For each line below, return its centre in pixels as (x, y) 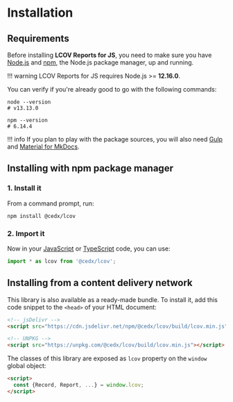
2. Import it (26, 233)
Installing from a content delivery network (100, 283)
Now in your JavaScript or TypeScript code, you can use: (89, 249)
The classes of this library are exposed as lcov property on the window (107, 358)
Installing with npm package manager (90, 168)
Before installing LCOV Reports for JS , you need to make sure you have (110, 55)
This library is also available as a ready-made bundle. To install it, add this (113, 299)
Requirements (38, 39)
